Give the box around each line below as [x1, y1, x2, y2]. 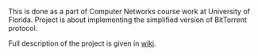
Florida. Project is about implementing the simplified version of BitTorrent [8, 15, 248, 24]
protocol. [8, 24, 38, 32]
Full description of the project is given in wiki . [8, 39, 156, 48]
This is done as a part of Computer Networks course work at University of [8, 7, 250, 16]
